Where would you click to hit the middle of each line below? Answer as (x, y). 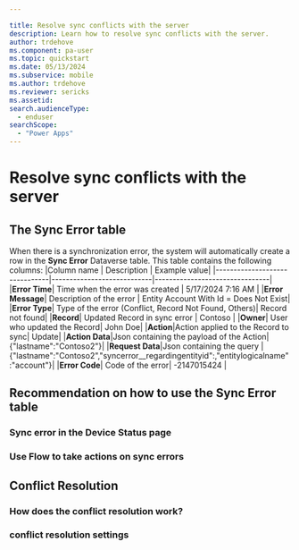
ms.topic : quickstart (50, 59)
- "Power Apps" (46, 134)
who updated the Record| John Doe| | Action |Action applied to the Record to (149, 327)
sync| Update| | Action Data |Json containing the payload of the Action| (139, 337)
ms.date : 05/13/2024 (48, 67)
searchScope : (33, 125)
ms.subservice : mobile (51, 76)
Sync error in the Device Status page (91, 433)
